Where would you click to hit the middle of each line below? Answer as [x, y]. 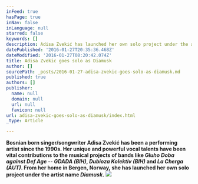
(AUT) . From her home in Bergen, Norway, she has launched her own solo [98, 168]
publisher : [19, 88]
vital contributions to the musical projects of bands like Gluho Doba [90, 155]
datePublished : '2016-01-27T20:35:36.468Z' [60, 50]
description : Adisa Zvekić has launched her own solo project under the [97, 45]
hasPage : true [24, 17]
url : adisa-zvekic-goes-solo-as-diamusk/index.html [71, 115]
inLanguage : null [27, 28]
